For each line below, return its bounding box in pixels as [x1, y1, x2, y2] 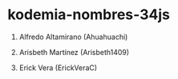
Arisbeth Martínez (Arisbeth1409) [18, 47, 130, 57]
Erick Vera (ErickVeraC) [18, 62, 98, 73]
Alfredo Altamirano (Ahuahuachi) [18, 32, 128, 41]
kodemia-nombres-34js [7, 6, 170, 24]
